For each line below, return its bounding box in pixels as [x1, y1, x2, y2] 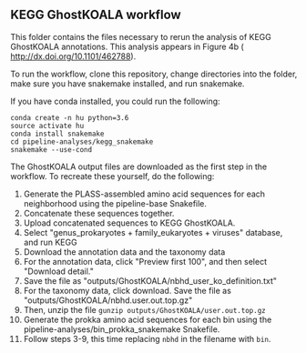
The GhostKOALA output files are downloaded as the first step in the [10, 161, 268, 172]
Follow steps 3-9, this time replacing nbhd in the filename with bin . [23, 333, 271, 344]
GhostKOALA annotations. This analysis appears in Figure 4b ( [10, 41, 244, 52]
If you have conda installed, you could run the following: [10, 96, 221, 106]
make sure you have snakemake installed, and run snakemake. [10, 77, 245, 89]
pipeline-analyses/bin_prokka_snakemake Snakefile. [23, 323, 220, 335]
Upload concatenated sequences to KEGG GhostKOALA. [23, 217, 236, 228]
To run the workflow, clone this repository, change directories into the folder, [10, 68, 298, 79]
